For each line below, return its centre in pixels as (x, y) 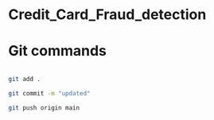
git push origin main (44, 108)
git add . (25, 79)
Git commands (58, 51)
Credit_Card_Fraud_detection (107, 15)
